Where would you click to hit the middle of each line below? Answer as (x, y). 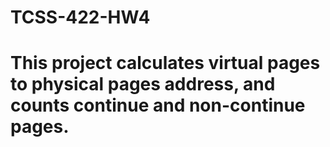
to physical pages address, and (143, 84)
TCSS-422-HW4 (80, 17)
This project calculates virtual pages (165, 63)
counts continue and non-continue (158, 105)
